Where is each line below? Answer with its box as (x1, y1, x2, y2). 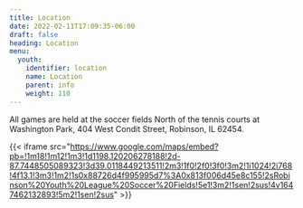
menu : (9, 47, 30, 56)
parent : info (25, 80, 75, 90)
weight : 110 (25, 89, 71, 98)
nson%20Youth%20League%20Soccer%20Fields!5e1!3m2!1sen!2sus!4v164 (9, 179, 294, 190)
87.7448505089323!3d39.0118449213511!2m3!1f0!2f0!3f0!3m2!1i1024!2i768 (9, 160, 293, 171)
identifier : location (25, 64, 107, 73)
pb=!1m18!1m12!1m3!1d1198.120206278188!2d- (9, 150, 181, 161)
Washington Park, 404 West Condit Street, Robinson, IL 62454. (9, 123, 244, 134)
